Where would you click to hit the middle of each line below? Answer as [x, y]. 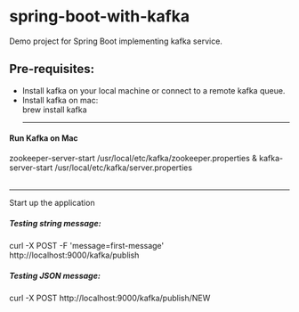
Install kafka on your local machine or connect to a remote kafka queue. [154, 90]
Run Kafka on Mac [44, 138]
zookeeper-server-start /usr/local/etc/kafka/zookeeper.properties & [133, 158]
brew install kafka [54, 110]
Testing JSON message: [55, 275]
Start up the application [52, 202]
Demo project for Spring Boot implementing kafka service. [116, 41]
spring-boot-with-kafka [99, 16]
